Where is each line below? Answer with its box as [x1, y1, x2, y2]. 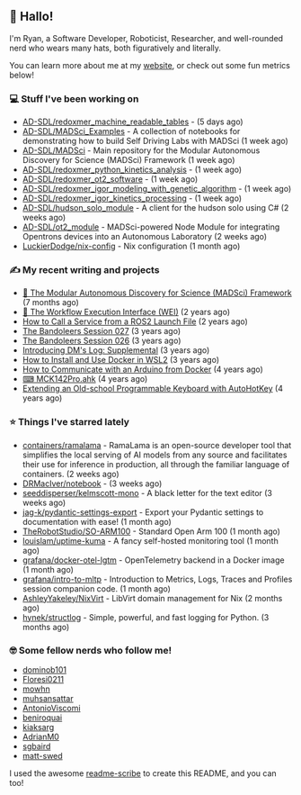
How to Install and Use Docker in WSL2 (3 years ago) [22, 355, 220, 366]
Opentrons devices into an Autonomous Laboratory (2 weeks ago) [22, 231, 268, 242]
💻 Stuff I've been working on [9, 92, 139, 104]
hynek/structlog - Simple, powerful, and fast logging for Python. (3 [22, 611, 270, 622]
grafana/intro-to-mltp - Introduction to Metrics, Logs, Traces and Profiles [22, 574, 293, 584]
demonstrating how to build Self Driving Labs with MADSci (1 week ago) [22, 136, 289, 147]
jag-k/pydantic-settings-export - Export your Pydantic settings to [22, 506, 264, 518]
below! [9, 69, 34, 80]
